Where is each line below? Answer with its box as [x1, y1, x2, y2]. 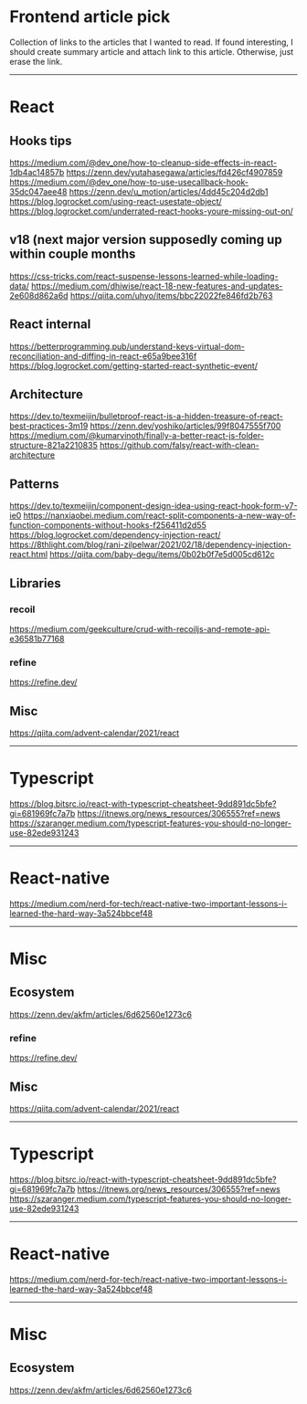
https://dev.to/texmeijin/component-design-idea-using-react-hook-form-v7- [9, 501, 298, 512]
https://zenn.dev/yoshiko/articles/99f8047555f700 [90, 420, 281, 431]
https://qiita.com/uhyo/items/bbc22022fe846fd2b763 [69, 290, 273, 301]
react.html [9, 549, 48, 560]
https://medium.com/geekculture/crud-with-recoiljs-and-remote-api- [9, 623, 271, 634]
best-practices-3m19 [9, 420, 89, 431]
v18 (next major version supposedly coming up [9, 232, 282, 248]
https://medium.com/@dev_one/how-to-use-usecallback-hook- [9, 176, 249, 187]
